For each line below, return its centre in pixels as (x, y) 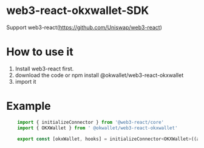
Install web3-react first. (44, 69)
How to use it (40, 52)
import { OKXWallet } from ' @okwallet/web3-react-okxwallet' (97, 128)
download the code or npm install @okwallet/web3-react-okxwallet (99, 75)
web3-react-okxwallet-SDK (78, 11)
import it (25, 81)
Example (29, 106)
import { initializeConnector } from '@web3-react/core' (91, 122)
